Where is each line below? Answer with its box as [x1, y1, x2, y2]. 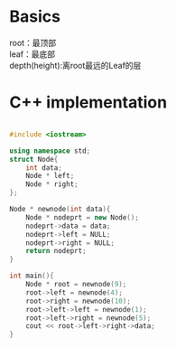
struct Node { [9, 155, 59, 164]
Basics [9, 6, 61, 27]
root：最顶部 [9, 37, 57, 48]
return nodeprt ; [25, 247, 88, 256]
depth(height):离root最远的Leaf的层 [9, 60, 142, 70]
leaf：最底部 [9, 48, 56, 60]
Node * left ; [25, 172, 75, 181]
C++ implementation [9, 92, 168, 113]
